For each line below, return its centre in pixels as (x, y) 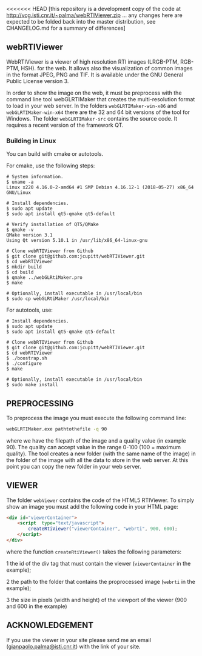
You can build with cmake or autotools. (55, 154)
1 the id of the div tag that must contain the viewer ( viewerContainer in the (99, 563)
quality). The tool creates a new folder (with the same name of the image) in (101, 454)
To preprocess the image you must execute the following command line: (96, 418)
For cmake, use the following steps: (51, 166)
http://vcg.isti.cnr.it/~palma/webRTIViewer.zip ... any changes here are (95, 15)
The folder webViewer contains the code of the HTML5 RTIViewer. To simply (100, 500)
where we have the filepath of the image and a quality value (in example (96, 440)
